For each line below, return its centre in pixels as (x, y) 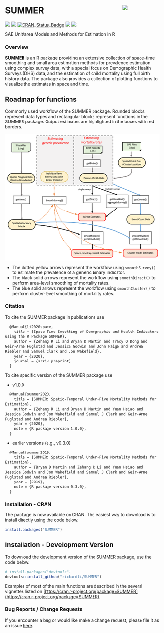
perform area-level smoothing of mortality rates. (61, 283)
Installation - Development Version (59, 545)
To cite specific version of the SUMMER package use (59, 375)
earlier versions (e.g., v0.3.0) (41, 443)
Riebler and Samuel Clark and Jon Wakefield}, (53, 351)
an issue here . (19, 625)
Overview (17, 47)
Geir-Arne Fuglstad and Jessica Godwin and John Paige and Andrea (74, 346)
